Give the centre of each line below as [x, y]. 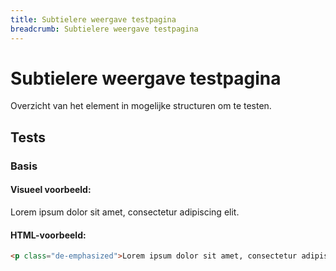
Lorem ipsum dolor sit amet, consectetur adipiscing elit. [125, 212]
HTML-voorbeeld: [48, 235]
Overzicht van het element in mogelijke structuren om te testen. [141, 106]
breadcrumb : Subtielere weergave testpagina [104, 29]
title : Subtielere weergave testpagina [93, 19]
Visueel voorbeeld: [51, 190]
